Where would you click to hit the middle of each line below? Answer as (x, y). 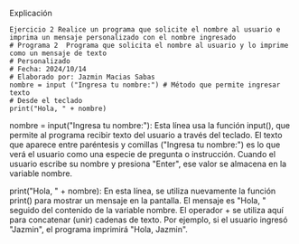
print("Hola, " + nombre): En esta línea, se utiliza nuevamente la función (143, 191)
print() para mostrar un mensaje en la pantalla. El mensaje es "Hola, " (138, 201)
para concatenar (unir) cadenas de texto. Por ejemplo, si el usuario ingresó (149, 220)
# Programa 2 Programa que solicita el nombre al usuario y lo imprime (149, 45)
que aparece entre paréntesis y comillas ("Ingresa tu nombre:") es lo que (145, 145)
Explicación (31, 13)
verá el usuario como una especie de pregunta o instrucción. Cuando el (143, 154)
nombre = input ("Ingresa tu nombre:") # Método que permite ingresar (145, 85)
